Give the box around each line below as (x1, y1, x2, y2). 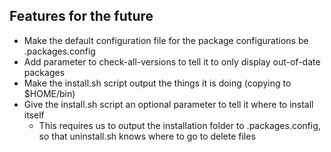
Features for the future (9, 8, 154, 25)
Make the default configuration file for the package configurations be (23, 34, 309, 46)
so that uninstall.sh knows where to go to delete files (38, 130, 256, 142)
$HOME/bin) (23, 87, 76, 99)
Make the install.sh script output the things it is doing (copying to (23, 77, 292, 89)
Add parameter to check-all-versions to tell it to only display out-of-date (23, 55, 321, 68)
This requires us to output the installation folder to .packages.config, (38, 119, 321, 131)
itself (23, 109, 45, 121)
